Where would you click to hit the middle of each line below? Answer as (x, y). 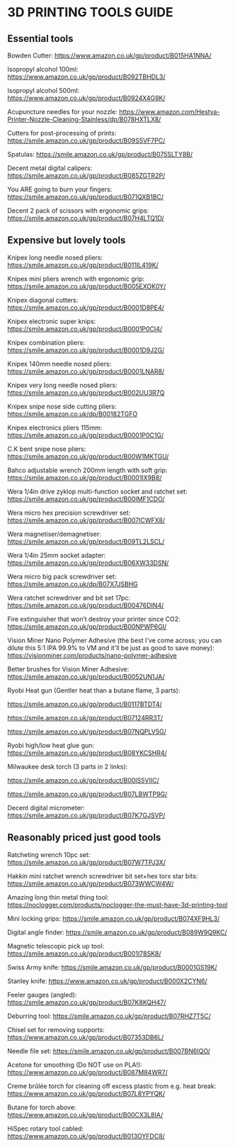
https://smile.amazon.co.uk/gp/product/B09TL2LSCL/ (86, 541)
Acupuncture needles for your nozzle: (63, 112)
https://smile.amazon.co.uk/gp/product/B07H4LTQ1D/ (86, 218)
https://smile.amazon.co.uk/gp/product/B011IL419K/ (83, 265)
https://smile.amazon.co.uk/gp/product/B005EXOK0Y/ (87, 286)
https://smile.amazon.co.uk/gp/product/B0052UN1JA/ (86, 676)
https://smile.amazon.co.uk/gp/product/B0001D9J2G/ (86, 350)
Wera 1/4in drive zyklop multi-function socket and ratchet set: (97, 491)
